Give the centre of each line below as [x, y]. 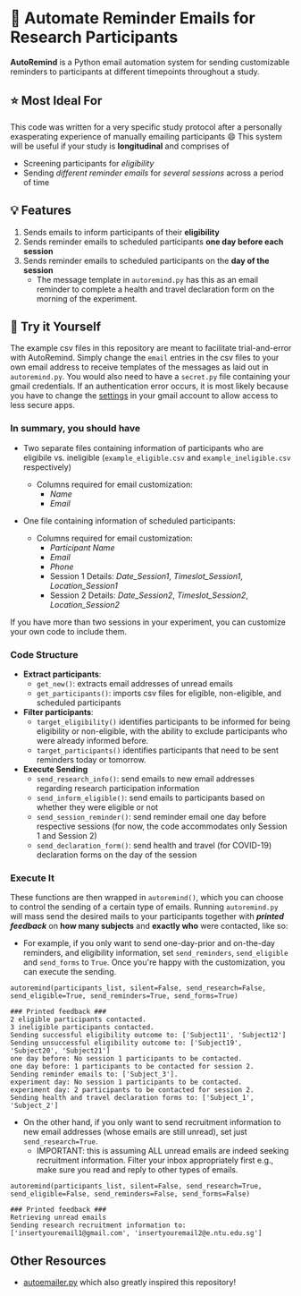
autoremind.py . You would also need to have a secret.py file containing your [150, 377]
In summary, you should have [75, 429]
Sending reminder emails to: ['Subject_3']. [94, 1074]
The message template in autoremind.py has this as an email [147, 279]
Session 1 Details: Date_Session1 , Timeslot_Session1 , [146, 576]
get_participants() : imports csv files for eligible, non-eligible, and [159, 693]
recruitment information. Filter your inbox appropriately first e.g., [155, 1160]
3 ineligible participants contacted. [82, 1027]
